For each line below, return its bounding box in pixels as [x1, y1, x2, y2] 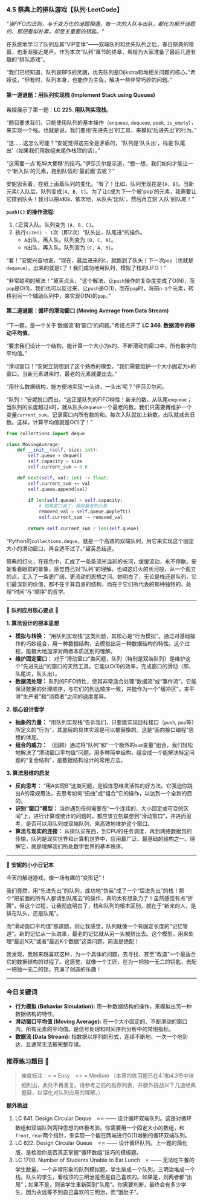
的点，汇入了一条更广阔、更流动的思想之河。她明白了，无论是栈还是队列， [6, 573, 192, 580]
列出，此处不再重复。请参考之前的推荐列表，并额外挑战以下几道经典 [26, 1082, 196, 1089]
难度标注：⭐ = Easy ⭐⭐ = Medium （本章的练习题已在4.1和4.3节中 [21, 1072, 189, 1079]
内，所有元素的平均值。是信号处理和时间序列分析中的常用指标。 [14, 1025, 174, 1033]
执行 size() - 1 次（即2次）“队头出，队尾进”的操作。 [14, 228, 146, 235]
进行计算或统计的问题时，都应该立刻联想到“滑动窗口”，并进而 [33, 812, 187, 820]
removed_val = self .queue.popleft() [38, 508, 131, 515]
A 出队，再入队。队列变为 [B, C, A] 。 [24, 236, 117, 243]
